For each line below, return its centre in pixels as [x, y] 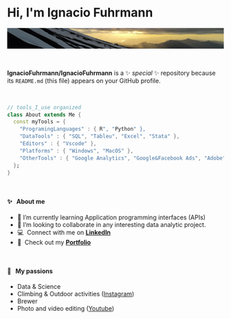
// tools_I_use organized [44, 107]
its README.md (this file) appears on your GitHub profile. [84, 80]
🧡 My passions [30, 271]
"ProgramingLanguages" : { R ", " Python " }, [83, 129]
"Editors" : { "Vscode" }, [58, 144]
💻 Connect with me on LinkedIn [64, 232]
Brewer [27, 301]
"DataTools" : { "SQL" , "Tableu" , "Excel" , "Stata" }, [100, 136]
